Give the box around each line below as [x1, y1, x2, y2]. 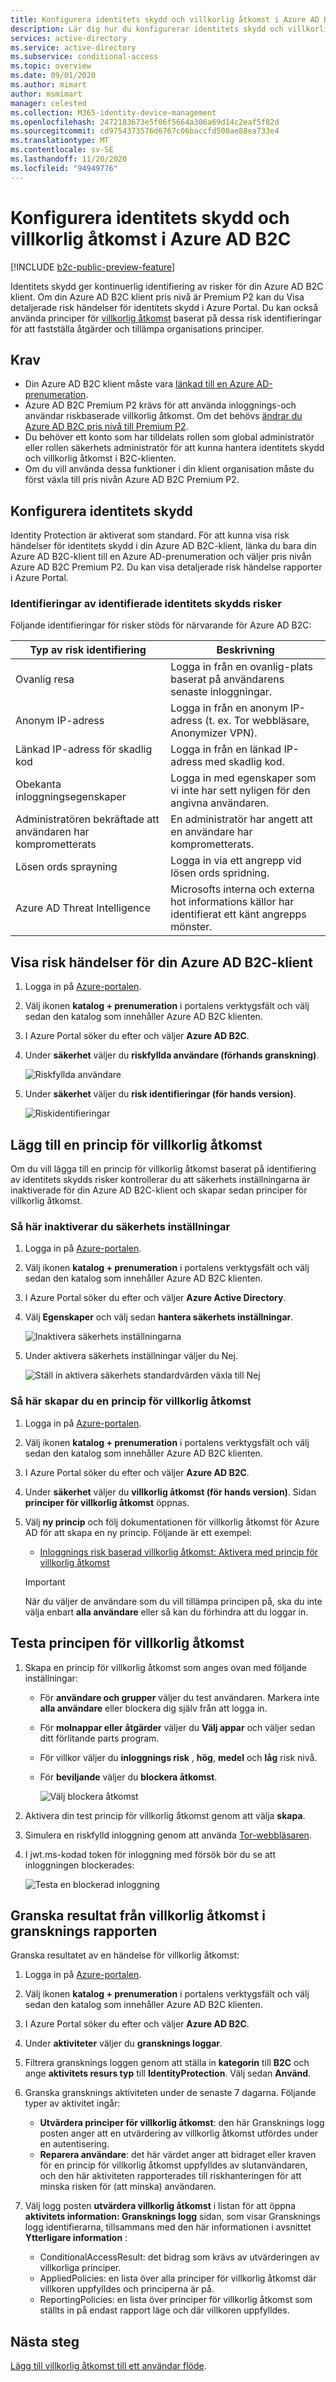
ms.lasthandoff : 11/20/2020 [10, 154, 128, 164]
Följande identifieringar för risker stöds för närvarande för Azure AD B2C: [10, 619, 312, 631]
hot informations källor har [170, 895, 295, 909]
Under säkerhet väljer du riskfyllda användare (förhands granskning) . [24, 1049, 320, 1061]
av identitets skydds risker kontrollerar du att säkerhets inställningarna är [10, 1174, 311, 1186]
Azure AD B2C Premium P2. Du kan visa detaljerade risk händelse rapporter [10, 561, 323, 573]
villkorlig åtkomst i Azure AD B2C [10, 227, 292, 250]
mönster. [170, 920, 213, 934]
